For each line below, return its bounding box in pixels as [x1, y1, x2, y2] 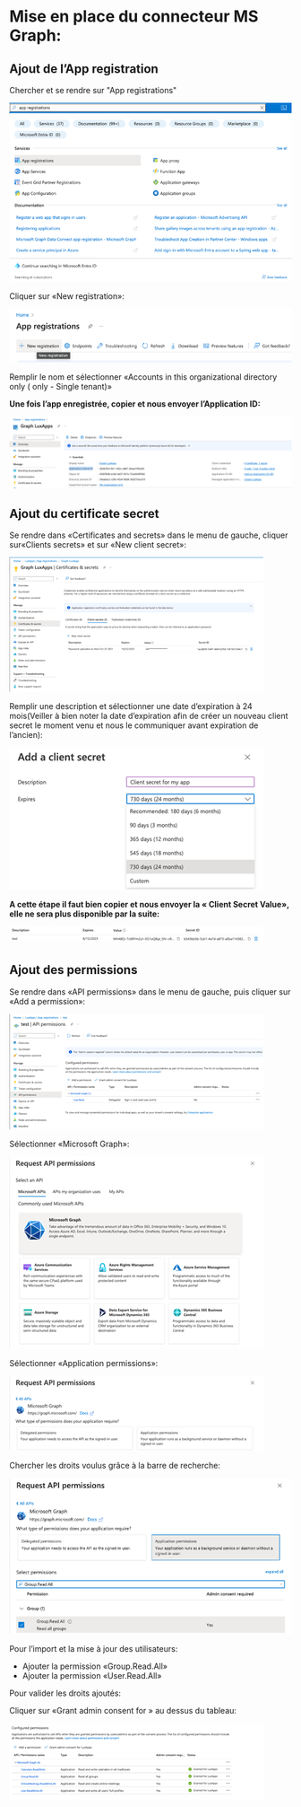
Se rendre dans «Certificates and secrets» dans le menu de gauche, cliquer [9, 530, 288, 540]
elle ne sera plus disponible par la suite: [9, 908, 159, 919]
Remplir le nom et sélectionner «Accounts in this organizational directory [9, 372, 278, 382]
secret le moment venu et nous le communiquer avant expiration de [9, 720, 259, 731]
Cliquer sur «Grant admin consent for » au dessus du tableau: [9, 1705, 237, 1715]
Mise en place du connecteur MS [9, 6, 259, 27]
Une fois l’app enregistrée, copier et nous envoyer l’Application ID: [9, 399, 262, 409]
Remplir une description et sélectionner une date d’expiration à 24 [9, 701, 253, 711]
